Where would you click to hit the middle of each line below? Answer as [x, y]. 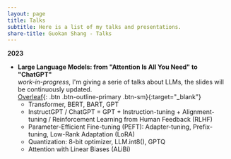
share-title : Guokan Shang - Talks [60, 33]
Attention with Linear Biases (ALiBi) [79, 149]
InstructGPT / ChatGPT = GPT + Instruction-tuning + [105, 112]
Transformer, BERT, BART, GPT [73, 104]
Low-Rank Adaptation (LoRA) [93, 134]
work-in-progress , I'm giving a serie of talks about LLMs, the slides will [121, 82]
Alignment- [199, 112]
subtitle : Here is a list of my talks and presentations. [94, 27]
